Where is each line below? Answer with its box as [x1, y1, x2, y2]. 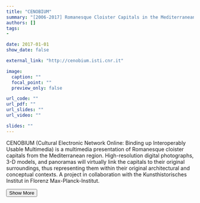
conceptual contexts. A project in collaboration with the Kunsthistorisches [6, 170, 187, 178]
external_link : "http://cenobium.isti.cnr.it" [6, 58, 124, 64]
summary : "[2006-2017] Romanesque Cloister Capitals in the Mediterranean [6, 14, 196, 20]
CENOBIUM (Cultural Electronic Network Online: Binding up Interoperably [6, 139, 186, 146]
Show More [9, 189, 35, 196]
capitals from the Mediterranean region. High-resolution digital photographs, [6, 152, 194, 159]
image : [6, 68, 23, 74]
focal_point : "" [11, 80, 52, 85]
